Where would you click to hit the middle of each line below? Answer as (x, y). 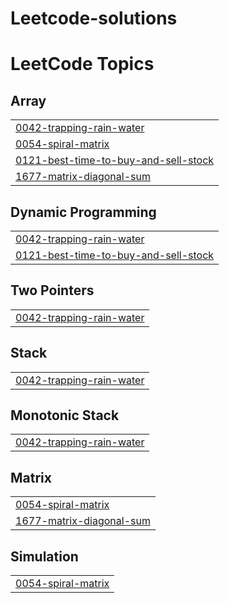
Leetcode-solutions (94, 18)
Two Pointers (52, 290)
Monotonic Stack (65, 415)
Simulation (44, 556)
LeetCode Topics (82, 64)
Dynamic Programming (83, 212)
